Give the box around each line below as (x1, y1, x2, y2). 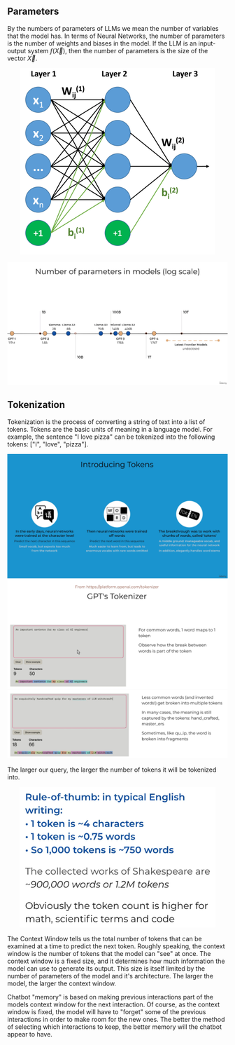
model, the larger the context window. (7, 979, 117, 988)
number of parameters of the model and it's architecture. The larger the (7, 971, 213, 980)
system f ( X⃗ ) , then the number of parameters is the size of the (27, 46, 208, 55)
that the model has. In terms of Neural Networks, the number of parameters (7, 32, 225, 40)
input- (198, 39, 216, 48)
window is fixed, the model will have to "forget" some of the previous (7, 1007, 206, 1016)
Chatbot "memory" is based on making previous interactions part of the (7, 992, 214, 1001)
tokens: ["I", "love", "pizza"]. (7, 439, 89, 448)
